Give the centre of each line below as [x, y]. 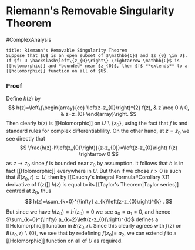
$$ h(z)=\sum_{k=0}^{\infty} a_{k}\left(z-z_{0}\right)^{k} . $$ [99, 202]
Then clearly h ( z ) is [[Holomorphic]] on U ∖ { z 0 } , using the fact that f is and [97, 124]
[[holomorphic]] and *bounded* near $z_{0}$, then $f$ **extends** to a [97, 66]
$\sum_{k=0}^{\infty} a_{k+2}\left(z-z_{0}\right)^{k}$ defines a [82, 219]
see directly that [26, 138]
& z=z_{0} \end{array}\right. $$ [99, 114]
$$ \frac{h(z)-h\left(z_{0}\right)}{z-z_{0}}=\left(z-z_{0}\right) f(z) [99, 148]
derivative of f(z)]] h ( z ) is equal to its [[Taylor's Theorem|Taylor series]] [93, 185]
